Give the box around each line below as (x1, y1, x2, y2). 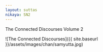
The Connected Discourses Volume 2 (5, 26, 84, 32)
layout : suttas (5, 7, 38, 13)
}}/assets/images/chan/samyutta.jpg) (5, 41, 84, 47)
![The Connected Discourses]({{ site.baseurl (5, 36, 98, 42)
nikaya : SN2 (5, 12, 30, 17)
